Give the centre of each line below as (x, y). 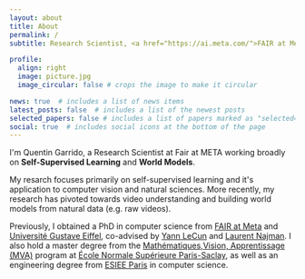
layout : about (36, 18)
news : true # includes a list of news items (97, 101)
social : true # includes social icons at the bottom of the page (138, 127)
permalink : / (34, 35)
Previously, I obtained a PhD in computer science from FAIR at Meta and (144, 226)
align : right (42, 68)
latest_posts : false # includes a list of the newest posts (128, 110)
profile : (26, 60)
